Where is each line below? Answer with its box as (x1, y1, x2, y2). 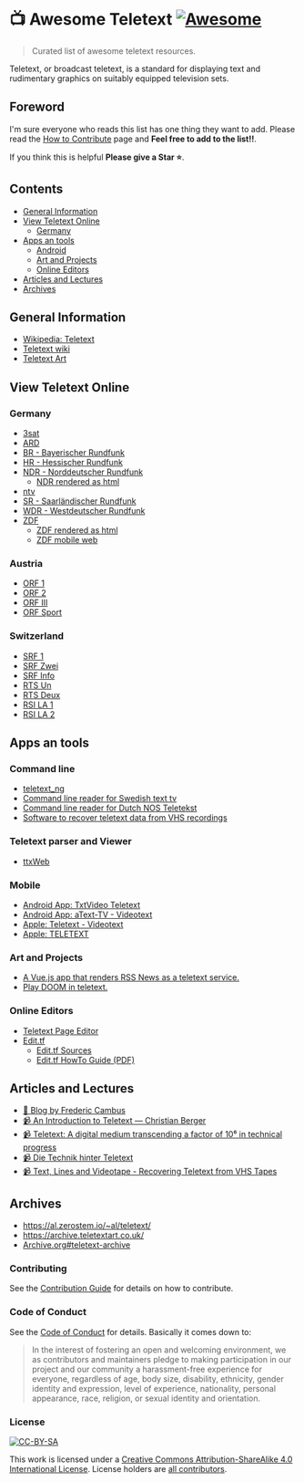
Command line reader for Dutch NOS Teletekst (22, 802, 198, 814)
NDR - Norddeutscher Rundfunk (22, 466, 144, 477)
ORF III (22, 597, 48, 609)
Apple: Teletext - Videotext (22, 918, 124, 929)
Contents (9, 182, 64, 197)
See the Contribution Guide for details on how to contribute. (9, 1283, 234, 1294)
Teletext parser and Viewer (9, 835, 132, 848)
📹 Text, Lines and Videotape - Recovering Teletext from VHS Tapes (22, 1166, 278, 1177)
